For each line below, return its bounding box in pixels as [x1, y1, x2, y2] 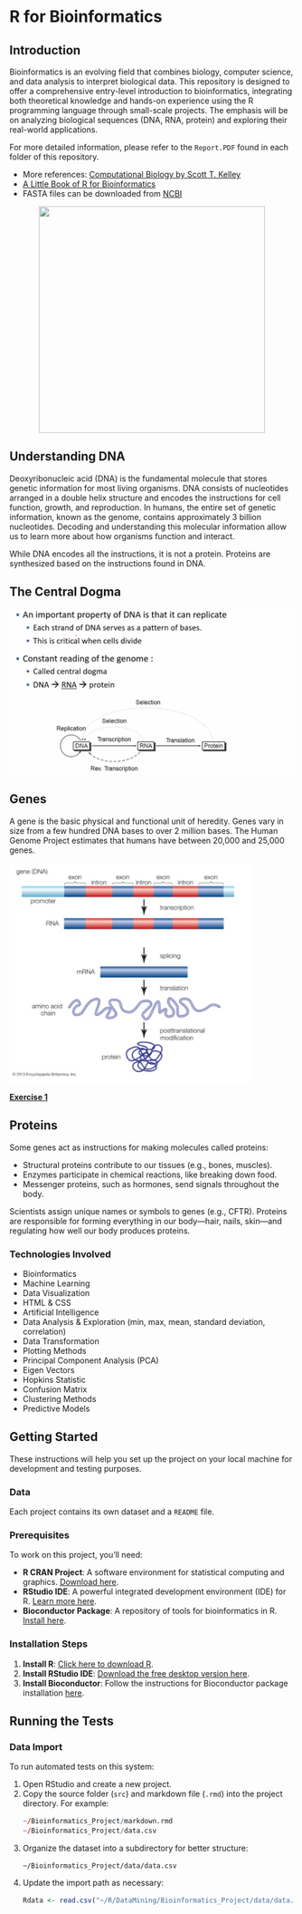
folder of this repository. [9, 151, 99, 162]
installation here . [22, 1687, 85, 1698]
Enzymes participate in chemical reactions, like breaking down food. [22, 1169, 278, 1180]
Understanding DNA [9, 449, 126, 464]
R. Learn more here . [22, 1596, 98, 1607]
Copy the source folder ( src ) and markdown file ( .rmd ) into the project [22, 1788, 283, 1800]
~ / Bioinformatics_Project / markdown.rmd [22, 1817, 174, 1826]
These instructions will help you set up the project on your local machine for [9, 1453, 292, 1464]
